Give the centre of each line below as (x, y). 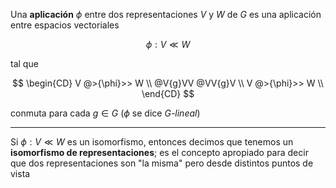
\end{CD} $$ (168, 93)
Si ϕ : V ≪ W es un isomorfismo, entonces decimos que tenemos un (152, 142)
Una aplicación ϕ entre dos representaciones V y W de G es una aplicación (166, 14)
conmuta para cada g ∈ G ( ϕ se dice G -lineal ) (105, 113)
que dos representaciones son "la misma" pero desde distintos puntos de (162, 163)
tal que (24, 63)
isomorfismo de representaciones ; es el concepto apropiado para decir (159, 152)
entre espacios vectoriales (65, 25)
